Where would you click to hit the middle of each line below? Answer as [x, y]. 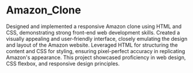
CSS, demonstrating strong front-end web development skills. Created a [93, 32]
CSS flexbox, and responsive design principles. [63, 63]
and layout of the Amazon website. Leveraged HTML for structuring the [92, 45]
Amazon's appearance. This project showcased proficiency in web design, [96, 57]
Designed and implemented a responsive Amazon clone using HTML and [94, 26]
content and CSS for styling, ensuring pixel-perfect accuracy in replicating [96, 51]
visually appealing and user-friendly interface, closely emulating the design [97, 39]
